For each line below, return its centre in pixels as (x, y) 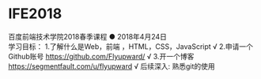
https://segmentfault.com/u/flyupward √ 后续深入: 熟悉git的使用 (112, 66)
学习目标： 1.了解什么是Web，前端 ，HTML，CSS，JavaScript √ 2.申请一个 (131, 46)
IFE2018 (35, 14)
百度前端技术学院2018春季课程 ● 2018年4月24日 (88, 36)
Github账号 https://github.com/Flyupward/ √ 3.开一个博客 (101, 56)
